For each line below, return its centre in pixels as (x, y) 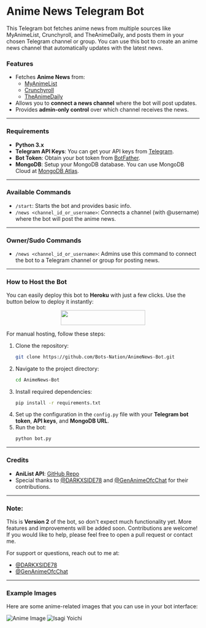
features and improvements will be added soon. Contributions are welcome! (102, 528)
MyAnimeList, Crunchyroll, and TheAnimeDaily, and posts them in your (95, 34)
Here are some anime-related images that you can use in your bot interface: (102, 607)
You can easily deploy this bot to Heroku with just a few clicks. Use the (96, 295)
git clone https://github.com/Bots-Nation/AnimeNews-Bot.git (95, 357)
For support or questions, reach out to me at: (63, 553)
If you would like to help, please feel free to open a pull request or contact (100, 534)
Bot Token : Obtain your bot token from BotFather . (78, 158)
